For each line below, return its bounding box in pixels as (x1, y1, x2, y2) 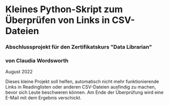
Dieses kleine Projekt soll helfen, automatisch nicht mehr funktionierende (5, 78, 160, 85)
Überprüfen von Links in (5, 14, 110, 26)
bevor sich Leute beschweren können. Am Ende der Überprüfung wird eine (5, 89, 164, 95)
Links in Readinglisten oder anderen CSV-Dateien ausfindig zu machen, (5, 84, 156, 90)
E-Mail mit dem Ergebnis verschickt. (5, 95, 82, 101)
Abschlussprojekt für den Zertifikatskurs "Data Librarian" (5, 43, 152, 50)
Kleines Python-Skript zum (5, 4, 123, 15)
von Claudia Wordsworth (5, 57, 69, 64)
